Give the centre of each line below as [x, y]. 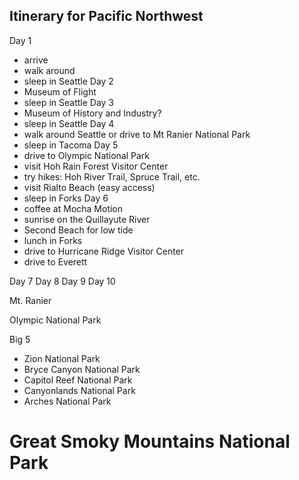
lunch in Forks [53, 240]
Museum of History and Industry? [92, 113]
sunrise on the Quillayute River [87, 219]
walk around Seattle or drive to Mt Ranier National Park [137, 134]
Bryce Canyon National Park [82, 369]
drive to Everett [55, 261]
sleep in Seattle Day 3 [69, 102]
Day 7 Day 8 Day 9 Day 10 [62, 281]
